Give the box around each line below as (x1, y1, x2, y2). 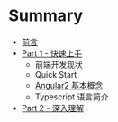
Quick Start (34, 69, 77, 80)
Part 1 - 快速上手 (21, 47, 83, 59)
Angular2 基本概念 (34, 80, 104, 90)
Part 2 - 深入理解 (21, 102, 85, 113)
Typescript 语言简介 (34, 91, 109, 102)
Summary (8, 5, 83, 26)
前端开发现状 (34, 59, 83, 70)
